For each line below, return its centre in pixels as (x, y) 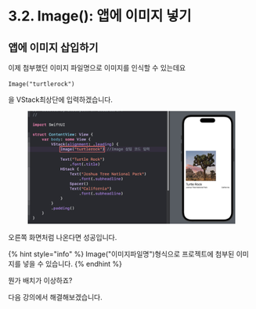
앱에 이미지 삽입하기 (53, 47)
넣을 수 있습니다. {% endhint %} (72, 264)
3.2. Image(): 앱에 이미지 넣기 (100, 16)
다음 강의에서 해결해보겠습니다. (56, 297)
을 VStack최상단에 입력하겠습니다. (61, 100)
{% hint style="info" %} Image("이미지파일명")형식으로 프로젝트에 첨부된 (121, 254)
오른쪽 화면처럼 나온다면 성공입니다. (63, 237)
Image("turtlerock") (42, 84)
